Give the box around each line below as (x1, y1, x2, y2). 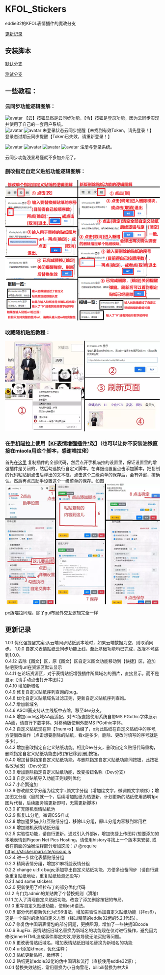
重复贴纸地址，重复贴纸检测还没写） (9, 872, 82, 878)
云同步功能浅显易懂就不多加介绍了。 (5, 154, 79, 161)
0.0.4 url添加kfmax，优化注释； (5, 945, 69, 952)
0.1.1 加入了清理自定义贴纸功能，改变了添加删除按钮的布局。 (5, 896, 126, 903)
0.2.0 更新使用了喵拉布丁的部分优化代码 (5, 884, 86, 890)
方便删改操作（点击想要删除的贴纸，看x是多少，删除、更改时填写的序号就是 (5, 732, 158, 738)
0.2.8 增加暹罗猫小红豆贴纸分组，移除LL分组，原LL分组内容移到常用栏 (5, 818, 147, 824)
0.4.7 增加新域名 (5, 701, 38, 707)
